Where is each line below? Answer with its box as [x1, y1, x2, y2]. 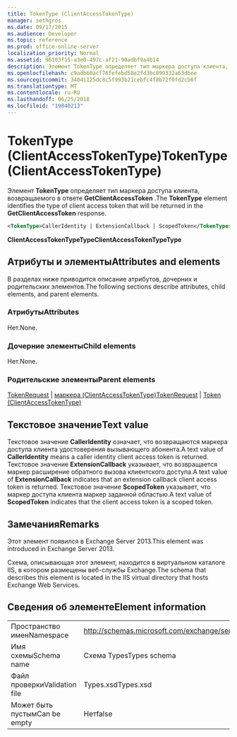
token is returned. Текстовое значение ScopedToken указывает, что [7, 482, 211, 492]
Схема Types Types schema [83, 650, 176, 660]
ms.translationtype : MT [7, 83, 78, 90]
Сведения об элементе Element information [7, 601, 207, 613]
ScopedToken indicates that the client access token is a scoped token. [7, 498, 214, 506]
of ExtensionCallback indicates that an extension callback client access [7, 475, 217, 484]
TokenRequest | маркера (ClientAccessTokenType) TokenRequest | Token [7, 390, 221, 400]
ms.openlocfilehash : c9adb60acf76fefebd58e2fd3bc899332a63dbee [7, 69, 197, 76]
